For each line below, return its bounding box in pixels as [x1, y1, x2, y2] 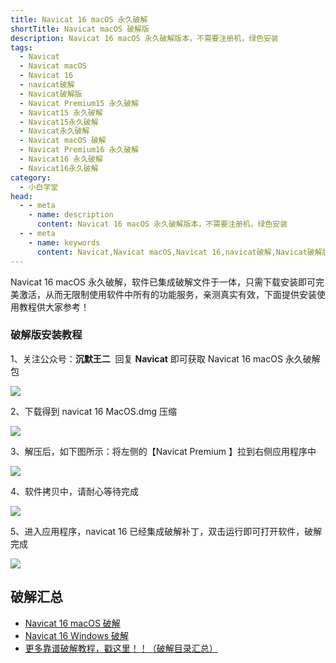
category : [10, 172, 52, 183]
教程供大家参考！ [18, 301, 90, 313]
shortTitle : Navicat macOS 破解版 [10, 24, 150, 34]
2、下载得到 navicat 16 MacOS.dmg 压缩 [10, 405, 178, 417]
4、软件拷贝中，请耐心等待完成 [10, 485, 140, 497]
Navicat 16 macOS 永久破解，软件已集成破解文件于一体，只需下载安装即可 [10, 276, 317, 288]
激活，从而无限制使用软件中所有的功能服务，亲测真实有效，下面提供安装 [18, 288, 317, 300]
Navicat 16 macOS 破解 [24, 617, 121, 629]
